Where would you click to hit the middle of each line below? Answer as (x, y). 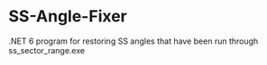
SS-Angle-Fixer (68, 16)
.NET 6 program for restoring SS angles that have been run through (133, 41)
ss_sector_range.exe (47, 50)
